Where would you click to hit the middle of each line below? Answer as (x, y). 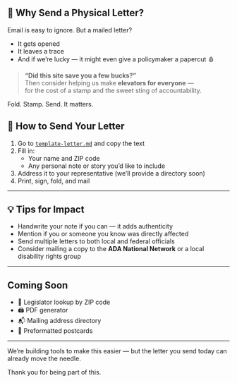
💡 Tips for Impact (46, 210)
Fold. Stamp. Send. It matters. (50, 104)
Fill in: (26, 151)
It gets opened (38, 44)
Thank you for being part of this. (54, 372)
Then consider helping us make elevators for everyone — (109, 83)
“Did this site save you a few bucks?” (80, 75)
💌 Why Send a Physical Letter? (76, 13)
